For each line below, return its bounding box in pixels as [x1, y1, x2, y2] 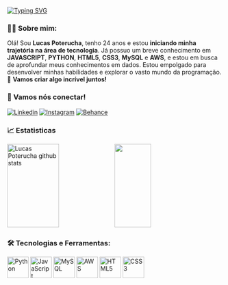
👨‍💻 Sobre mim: [7, 23, 58, 33]
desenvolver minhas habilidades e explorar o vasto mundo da [7, 68, 181, 77]
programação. [181, 68, 222, 77]
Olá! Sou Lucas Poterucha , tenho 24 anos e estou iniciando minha [7, 39, 197, 47]
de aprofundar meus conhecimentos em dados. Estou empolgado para [7, 61, 207, 69]
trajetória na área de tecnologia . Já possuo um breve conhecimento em [7, 46, 211, 55]
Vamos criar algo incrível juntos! [12, 75, 107, 83]
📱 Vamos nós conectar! [7, 92, 86, 102]
